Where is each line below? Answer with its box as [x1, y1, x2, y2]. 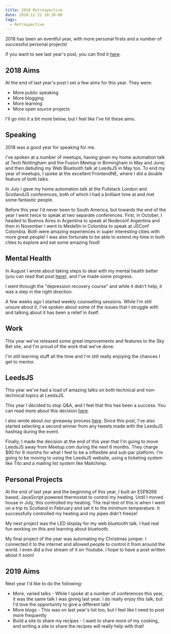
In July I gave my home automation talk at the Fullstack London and [5, 185, 147, 192]
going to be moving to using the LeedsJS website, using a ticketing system [5, 455, 163, 461]
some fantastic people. [5, 197, 54, 203]
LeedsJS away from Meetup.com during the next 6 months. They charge [5, 444, 158, 450]
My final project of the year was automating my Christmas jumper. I [5, 536, 146, 542]
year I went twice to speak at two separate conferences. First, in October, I [5, 212, 162, 218]
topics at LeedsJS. [25, 392, 65, 398]
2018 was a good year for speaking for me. [5, 144, 96, 150]
